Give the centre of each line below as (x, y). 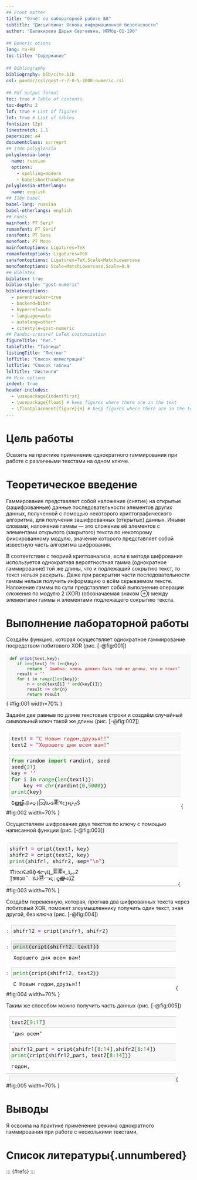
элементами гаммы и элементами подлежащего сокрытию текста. (90, 599)
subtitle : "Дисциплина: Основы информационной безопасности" (82, 25)
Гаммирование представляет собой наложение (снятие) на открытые (94, 501)
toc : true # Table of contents (44, 99)
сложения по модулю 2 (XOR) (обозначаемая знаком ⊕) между (87, 594)
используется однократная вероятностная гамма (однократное (86, 562)
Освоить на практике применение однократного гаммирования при (92, 454)
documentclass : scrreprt (36, 143)
